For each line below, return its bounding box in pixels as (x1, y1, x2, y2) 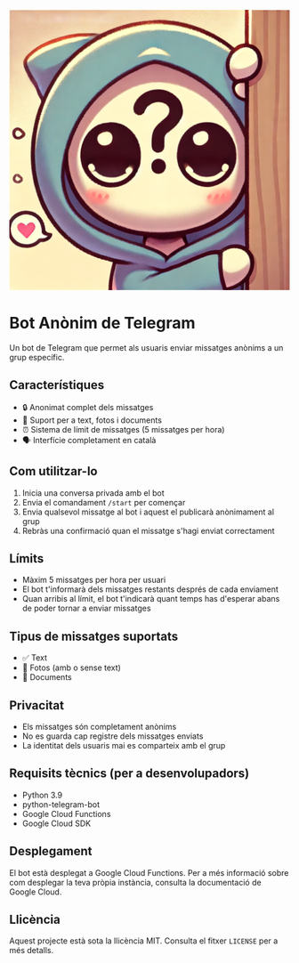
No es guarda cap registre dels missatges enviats (21, 731, 204, 741)
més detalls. (9, 945, 54, 956)
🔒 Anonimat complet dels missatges (21, 401, 154, 412)
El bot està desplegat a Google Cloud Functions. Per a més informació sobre (9, 867, 289, 878)
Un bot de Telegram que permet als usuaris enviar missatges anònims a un (9, 342, 284, 352)
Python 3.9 (21, 789, 63, 800)
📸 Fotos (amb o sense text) (21, 662, 122, 673)
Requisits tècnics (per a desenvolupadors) (9, 766, 250, 781)
